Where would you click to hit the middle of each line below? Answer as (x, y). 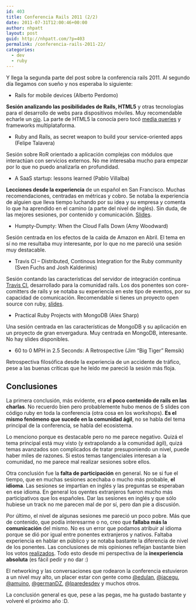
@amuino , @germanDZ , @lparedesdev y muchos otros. (73, 584)
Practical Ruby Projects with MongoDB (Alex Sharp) (77, 315)
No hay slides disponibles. (38, 339)
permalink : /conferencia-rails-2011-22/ (56, 45)
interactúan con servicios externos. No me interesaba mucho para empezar (97, 160)
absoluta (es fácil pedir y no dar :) (47, 559)
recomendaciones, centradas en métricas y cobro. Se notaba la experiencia (97, 196)
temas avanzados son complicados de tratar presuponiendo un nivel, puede (98, 450)
